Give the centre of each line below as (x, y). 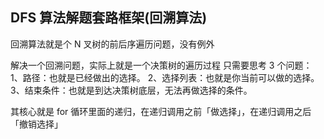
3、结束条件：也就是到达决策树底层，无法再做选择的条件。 (131, 90)
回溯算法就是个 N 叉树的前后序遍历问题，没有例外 (112, 44)
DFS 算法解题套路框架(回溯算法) (109, 18)
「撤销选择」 (36, 124)
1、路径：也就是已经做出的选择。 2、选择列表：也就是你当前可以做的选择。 (165, 77)
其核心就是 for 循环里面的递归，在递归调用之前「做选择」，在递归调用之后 (161, 111)
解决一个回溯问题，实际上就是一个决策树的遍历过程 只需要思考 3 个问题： (161, 65)
